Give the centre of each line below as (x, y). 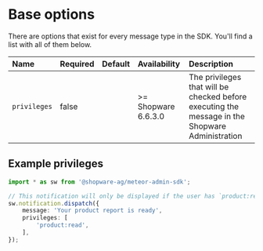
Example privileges (56, 164)
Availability (159, 64)
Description (211, 64)
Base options (52, 15)
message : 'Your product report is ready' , (92, 211)
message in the (217, 116)
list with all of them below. (50, 44)
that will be (209, 86)
